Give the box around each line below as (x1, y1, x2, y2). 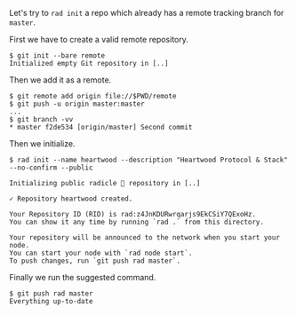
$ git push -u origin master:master (9, 99, 145, 108)
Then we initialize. (9, 138, 76, 149)
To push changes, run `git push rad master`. (9, 256, 180, 265)
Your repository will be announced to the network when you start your (9, 233, 280, 242)
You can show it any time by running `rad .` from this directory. (9, 217, 265, 226)
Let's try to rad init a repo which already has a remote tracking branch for (9, 8, 284, 18)
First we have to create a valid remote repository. (9, 35, 188, 44)
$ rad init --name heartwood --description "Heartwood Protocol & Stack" (9, 155, 289, 164)
